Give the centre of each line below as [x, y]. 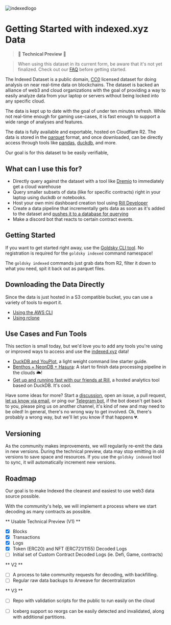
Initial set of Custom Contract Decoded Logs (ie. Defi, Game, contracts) [88, 555]
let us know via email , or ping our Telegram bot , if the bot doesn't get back [84, 401]
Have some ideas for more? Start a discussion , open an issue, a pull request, [86, 395]
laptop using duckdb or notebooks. [50, 197]
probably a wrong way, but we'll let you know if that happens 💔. [72, 417]
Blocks [20, 531]
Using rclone [26, 318]
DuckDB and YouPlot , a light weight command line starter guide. [80, 362]
